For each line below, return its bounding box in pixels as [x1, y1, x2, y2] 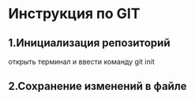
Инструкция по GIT [8, 5, 141, 23]
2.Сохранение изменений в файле [8, 80, 187, 93]
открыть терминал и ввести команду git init [8, 57, 156, 66]
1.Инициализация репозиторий [8, 36, 171, 50]
